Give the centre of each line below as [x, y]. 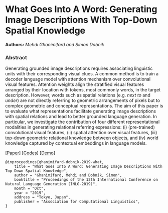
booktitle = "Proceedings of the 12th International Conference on [86, 180]
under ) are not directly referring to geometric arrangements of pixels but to [83, 100]
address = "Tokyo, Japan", [42, 197]
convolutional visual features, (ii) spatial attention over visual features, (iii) [81, 133]
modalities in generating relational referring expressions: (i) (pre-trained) [80, 127]
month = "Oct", [30, 189]
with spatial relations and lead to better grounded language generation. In [81, 117]
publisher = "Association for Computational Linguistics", [77, 202]
